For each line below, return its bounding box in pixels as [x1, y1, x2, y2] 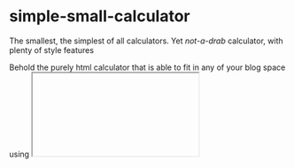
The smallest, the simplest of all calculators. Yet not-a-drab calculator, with [9, 35, 283, 46]
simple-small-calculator [9, 6, 190, 27]
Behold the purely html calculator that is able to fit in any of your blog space [9, 62, 286, 73]
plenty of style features [9, 44, 95, 55]
